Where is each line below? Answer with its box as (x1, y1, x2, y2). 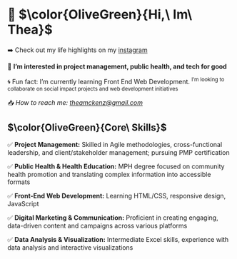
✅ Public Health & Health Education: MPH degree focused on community (7, 162, 225, 171)
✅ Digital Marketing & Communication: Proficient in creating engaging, (7, 213, 219, 222)
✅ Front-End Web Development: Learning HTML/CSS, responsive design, (7, 192, 226, 200)
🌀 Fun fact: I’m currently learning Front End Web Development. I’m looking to (7, 76, 225, 86)
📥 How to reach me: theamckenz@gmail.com (7, 98, 143, 106)
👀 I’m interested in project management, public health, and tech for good (7, 62, 227, 71)
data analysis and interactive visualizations (7, 243, 133, 252)
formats (7, 178, 31, 186)
